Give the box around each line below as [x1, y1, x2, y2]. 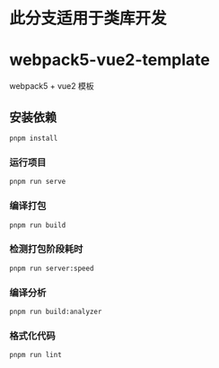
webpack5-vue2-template [9, 50, 211, 70]
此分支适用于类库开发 [9, 8, 168, 29]
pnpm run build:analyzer [9, 307, 102, 317]
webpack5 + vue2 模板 [9, 81, 94, 92]
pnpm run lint [9, 351, 63, 360]
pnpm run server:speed [9, 264, 94, 273]
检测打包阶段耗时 [9, 243, 83, 256]
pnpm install [9, 134, 58, 143]
